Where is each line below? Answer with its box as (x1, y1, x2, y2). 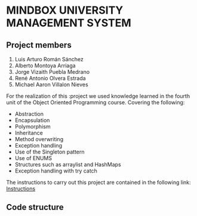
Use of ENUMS (14, 155, 53, 161)
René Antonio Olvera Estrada (14, 75, 86, 82)
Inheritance (14, 129, 44, 136)
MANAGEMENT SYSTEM (6, 16, 131, 30)
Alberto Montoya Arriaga (14, 62, 76, 69)
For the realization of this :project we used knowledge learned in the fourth (6, 93, 190, 99)
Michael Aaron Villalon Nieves (14, 81, 88, 88)
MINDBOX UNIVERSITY (6, 4, 124, 17)
